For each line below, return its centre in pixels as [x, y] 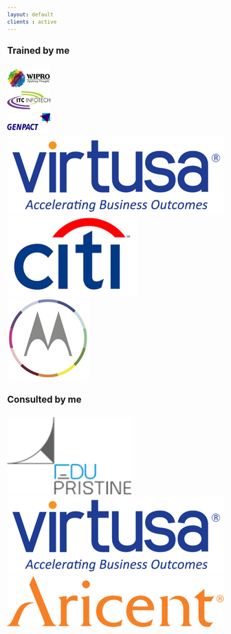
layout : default [30, 14]
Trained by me [38, 51]
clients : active [32, 22]
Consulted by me [44, 400]
